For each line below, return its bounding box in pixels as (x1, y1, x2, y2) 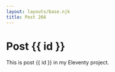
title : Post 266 (6, 14, 46, 20)
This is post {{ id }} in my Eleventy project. (6, 59, 110, 66)
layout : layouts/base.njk (6, 8, 70, 15)
